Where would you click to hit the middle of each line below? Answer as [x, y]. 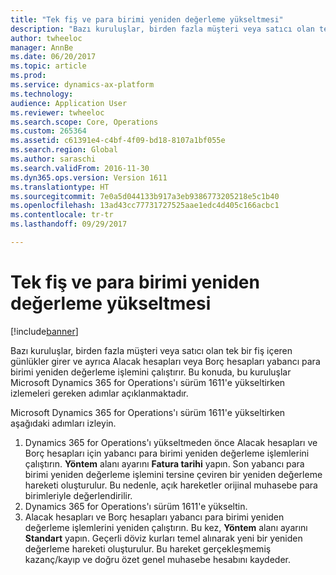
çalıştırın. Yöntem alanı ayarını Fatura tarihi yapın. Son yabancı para [164, 463]
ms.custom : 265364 [48, 131]
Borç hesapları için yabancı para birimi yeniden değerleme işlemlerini [167, 453]
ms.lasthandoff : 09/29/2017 [69, 224]
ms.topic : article [48, 66]
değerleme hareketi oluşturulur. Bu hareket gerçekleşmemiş [148, 548]
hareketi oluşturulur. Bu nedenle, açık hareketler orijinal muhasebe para [171, 485]
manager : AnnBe [42, 47]
